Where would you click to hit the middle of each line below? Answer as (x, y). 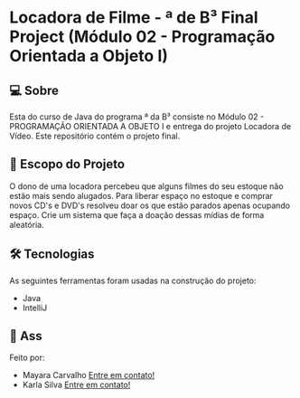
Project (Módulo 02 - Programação (142, 37)
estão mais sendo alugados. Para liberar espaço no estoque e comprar (141, 195)
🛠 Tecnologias (52, 255)
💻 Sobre (34, 90)
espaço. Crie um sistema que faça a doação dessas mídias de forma (137, 214)
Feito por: (27, 358)
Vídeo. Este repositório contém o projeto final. (95, 136)
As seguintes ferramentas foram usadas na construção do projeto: (133, 280)
